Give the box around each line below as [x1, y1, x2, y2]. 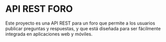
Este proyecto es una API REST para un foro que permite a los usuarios [5, 20, 155, 26]
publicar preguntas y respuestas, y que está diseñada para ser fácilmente [5, 25, 161, 31]
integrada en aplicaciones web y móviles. [5, 31, 93, 37]
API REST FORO [5, 3, 73, 15]
